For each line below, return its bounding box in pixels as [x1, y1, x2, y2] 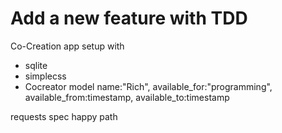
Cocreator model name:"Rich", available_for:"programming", [24, 80, 273, 92]
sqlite [24, 59, 48, 71]
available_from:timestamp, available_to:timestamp [24, 91, 230, 103]
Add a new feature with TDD [10, 7, 248, 30]
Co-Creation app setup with [10, 40, 125, 52]
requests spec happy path [10, 110, 118, 122]
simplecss [24, 70, 67, 82]
